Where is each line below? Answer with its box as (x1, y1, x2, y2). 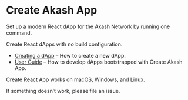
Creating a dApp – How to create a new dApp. (14, 52, 126, 59)
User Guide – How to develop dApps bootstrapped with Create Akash (14, 58, 183, 65)
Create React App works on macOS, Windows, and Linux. (6, 76, 145, 83)
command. (6, 29, 32, 36)
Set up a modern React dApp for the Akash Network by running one (6, 23, 170, 30)
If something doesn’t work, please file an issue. (6, 87, 120, 94)
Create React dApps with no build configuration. (6, 41, 123, 48)
